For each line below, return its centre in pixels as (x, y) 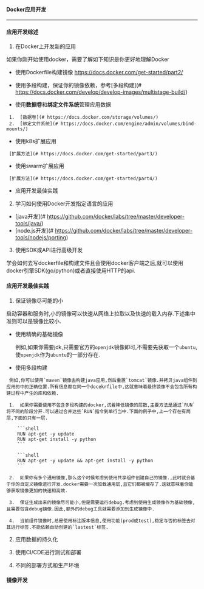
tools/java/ (28, 224)
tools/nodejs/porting (41, 238)
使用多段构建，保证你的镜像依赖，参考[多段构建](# (78, 85)
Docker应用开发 (26, 9)
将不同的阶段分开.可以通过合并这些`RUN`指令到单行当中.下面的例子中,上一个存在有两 (99, 411)
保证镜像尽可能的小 (39, 300)
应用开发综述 (22, 32)
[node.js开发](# (34, 231)
